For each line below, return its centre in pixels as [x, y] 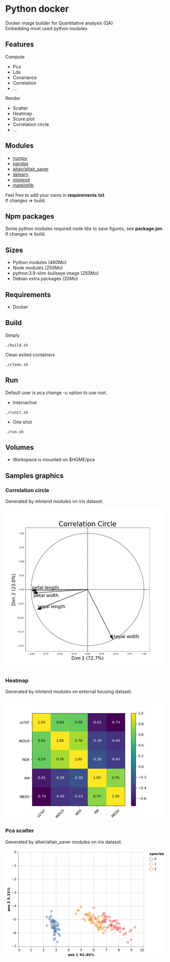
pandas [21, 163]
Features [20, 45]
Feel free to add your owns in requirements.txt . [55, 195]
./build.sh [17, 345]
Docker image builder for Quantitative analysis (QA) [59, 23]
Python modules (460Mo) [40, 263]
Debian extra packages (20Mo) [45, 279]
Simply [12, 335]
